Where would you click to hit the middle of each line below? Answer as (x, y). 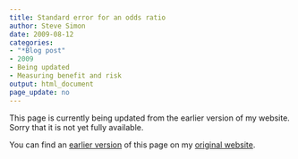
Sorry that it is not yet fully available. (77, 127)
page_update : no (39, 92)
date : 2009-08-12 (42, 34)
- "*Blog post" (38, 51)
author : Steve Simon (48, 26)
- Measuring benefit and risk (66, 76)
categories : (31, 42)
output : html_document (51, 84)
